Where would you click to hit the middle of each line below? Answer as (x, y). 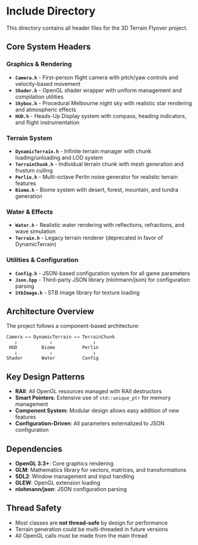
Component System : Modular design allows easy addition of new (97, 411)
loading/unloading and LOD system (59, 157)
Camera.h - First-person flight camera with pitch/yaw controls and (97, 77)
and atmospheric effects (46, 109)
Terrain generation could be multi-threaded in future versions (91, 529)
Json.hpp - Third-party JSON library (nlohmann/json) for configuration (102, 279)
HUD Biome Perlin (54, 348)
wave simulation (35, 232)
